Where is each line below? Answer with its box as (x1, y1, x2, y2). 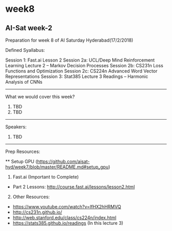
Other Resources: (12, 194, 50, 200)
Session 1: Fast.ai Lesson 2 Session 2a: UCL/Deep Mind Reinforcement (5, 57, 155, 63)
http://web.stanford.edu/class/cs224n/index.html (12, 215, 117, 221)
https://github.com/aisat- (37, 159, 90, 164)
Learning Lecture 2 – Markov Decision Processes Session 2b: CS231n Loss (5, 63, 164, 68)
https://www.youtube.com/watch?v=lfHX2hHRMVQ (12, 204, 121, 209)
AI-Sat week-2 (5, 24, 53, 32)
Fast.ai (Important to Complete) (12, 174, 79, 180)
